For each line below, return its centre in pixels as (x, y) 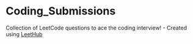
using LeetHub (24, 34)
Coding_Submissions (61, 11)
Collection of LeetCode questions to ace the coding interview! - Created (96, 28)
